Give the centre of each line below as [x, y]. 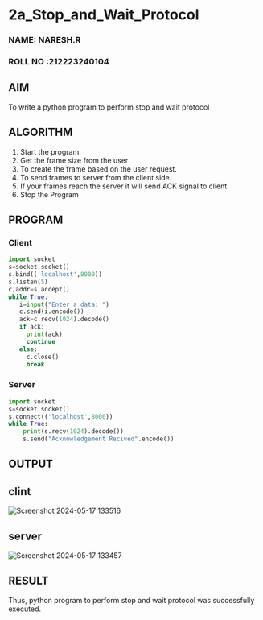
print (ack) [44, 335]
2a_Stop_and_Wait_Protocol [104, 15]
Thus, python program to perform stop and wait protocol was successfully [131, 600]
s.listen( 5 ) [28, 282]
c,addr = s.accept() [39, 289]
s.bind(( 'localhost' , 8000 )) [55, 275]
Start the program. [51, 151]
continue [41, 341]
